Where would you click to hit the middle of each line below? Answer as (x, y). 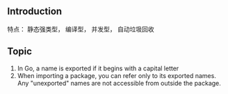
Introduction (35, 11)
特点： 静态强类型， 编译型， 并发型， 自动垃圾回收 (81, 29)
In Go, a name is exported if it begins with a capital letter (98, 68)
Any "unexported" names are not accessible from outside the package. (119, 83)
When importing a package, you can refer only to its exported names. (117, 75)
